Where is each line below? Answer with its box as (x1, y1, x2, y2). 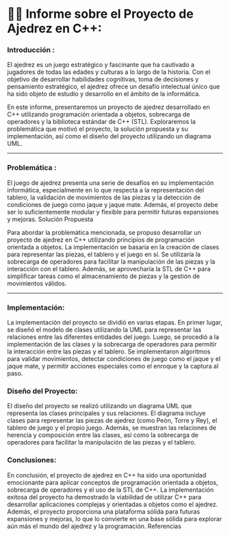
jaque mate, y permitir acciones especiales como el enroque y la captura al (7, 362, 219, 371)
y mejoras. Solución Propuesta (7, 215, 94, 223)
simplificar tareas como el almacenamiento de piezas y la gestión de (7, 272, 201, 280)
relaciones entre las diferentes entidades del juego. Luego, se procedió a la (7, 333, 220, 341)
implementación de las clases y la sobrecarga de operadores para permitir (7, 340, 217, 349)
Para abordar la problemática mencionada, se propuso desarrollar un (7, 228, 202, 236)
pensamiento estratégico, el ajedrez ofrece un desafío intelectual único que (7, 82, 220, 91)
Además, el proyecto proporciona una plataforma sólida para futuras (7, 507, 201, 516)
